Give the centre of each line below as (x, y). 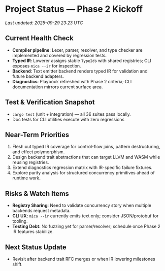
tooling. (20, 221)
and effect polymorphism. (38, 152)
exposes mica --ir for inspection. (47, 66)
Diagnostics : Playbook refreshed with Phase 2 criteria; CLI (72, 81)
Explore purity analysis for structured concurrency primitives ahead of (83, 173)
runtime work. (26, 178)
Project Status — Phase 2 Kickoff (74, 9)
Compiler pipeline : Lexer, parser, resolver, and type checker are (77, 50)
